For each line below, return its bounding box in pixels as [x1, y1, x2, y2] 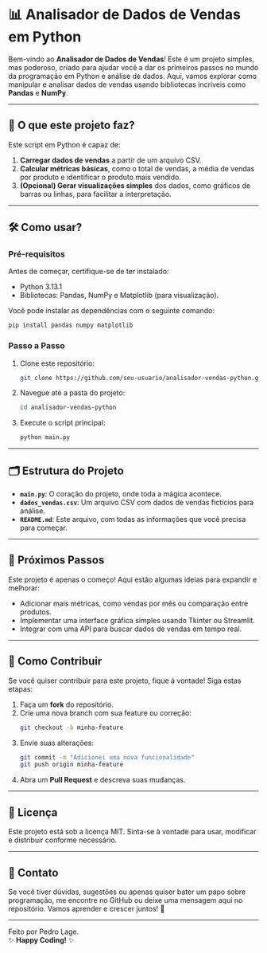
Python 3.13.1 [19, 282, 62, 292]
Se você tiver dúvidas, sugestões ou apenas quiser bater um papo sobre [8, 887, 246, 896]
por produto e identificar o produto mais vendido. [19, 172, 181, 182]
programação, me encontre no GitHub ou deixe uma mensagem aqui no [8, 895, 243, 904]
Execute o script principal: [19, 418, 106, 428]
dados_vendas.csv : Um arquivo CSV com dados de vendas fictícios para [19, 498, 254, 508]
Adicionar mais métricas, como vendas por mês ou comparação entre [19, 598, 249, 608]
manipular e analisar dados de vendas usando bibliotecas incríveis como [8, 80, 246, 89]
